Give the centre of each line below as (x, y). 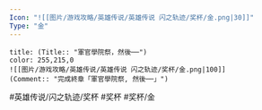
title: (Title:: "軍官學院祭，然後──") (79, 52)
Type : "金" (29, 26)
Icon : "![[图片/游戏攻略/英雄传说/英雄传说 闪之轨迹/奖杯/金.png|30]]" (131, 17)
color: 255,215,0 (42, 60)
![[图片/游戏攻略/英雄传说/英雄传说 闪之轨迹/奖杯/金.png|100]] (118, 69)
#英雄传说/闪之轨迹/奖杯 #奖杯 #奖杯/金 (82, 97)
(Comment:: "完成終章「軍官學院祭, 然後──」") (89, 79)
